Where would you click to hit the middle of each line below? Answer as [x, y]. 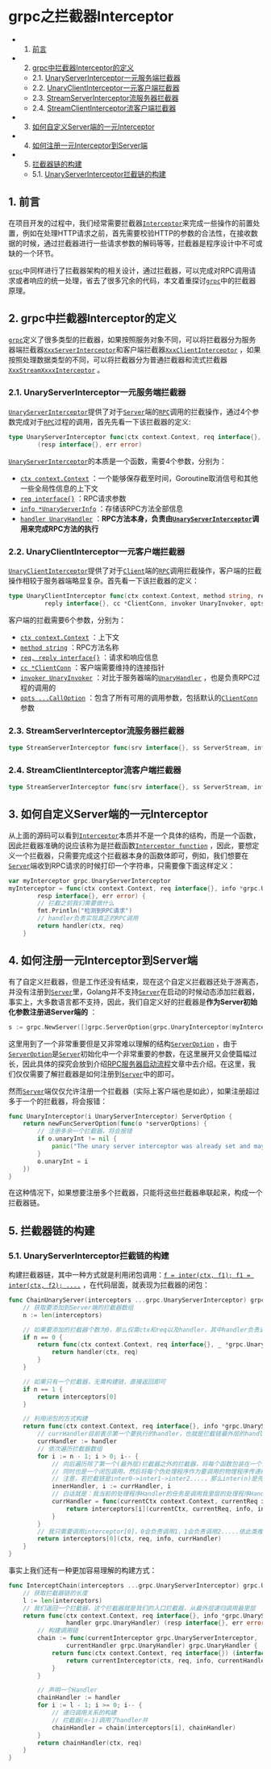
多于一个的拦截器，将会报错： [58, 1101]
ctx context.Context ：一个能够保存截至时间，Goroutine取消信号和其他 [139, 478]
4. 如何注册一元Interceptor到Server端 [103, 961]
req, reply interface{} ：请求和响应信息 [89, 657]
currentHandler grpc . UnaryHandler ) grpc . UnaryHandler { [162, 1646]
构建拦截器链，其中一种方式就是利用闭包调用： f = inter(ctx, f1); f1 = [129, 1275]
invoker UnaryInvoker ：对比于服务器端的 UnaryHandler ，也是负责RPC [136, 677]
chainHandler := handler [79, 1698]
